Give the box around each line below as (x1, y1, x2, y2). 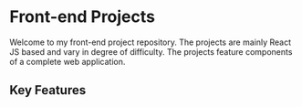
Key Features (9, 82, 87, 98)
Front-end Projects (9, 6, 155, 27)
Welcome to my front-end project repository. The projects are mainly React (9, 37, 292, 48)
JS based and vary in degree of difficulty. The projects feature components (9, 46, 293, 57)
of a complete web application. (9, 56, 126, 67)
